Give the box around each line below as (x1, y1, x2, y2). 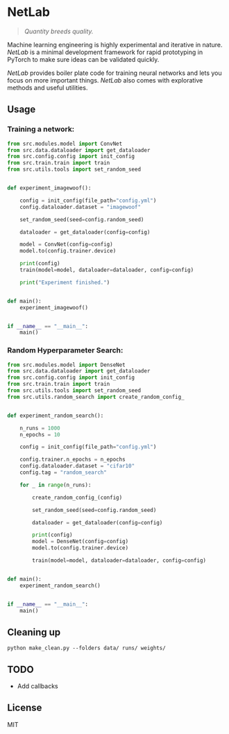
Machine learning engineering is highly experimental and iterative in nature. (7, 40, 223, 49)
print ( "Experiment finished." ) (19, 279, 110, 286)
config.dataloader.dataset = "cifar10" (19, 463, 135, 470)
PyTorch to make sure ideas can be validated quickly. (7, 55, 160, 63)
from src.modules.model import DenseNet (7, 361, 126, 368)
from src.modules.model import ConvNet (7, 140, 123, 147)
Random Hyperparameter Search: (7, 345, 124, 355)
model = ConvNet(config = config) (19, 241, 113, 248)
